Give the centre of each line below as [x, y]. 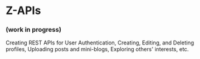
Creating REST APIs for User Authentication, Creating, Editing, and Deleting [100, 43]
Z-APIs [23, 11]
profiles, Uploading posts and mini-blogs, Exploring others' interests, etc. [97, 49]
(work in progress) [34, 30]
